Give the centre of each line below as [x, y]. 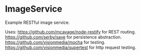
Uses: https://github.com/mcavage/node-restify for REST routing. [70, 32]
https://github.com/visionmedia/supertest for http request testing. [71, 47]
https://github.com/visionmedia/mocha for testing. [55, 42]
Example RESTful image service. [38, 22]
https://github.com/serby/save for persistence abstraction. [63, 37]
